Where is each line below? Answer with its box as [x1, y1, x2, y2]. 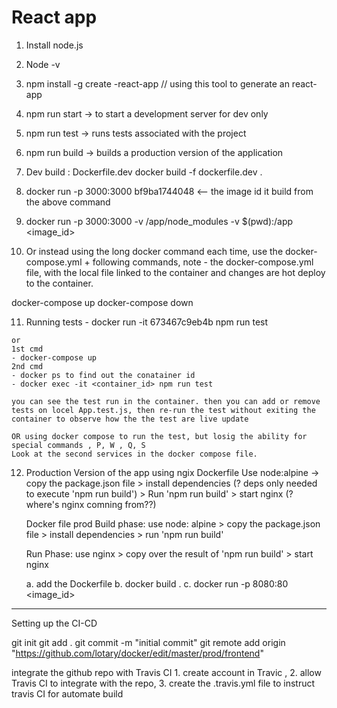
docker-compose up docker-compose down [11, 296, 194, 308]
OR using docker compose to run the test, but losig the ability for [11, 431, 308, 441]
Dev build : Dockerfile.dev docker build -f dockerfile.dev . [25, 166, 263, 178]
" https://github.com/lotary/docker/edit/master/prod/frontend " [11, 647, 264, 659]
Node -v [25, 58, 61, 70]
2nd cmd [11, 361, 44, 371]
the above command [25, 196, 111, 208]
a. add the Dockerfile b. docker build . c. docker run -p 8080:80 [25, 577, 289, 590]
